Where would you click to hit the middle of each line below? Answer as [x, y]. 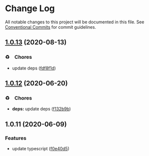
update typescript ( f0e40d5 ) [41, 148]
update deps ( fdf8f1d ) [34, 68]
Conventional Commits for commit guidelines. [50, 27]
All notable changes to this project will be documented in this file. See [75, 22]
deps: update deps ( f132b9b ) [41, 109]
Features [16, 138]
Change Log [30, 9]
